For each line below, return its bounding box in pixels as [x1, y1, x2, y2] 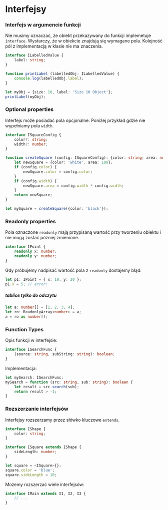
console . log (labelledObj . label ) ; [14, 76, 84, 81]
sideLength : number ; [14, 450, 57, 455]
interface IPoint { [5, 244, 46, 249]
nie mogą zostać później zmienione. [5, 235, 79, 241]
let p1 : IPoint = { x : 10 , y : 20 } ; [5, 277, 81, 282]
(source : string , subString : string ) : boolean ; [14, 352, 115, 357]
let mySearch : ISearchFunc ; [5, 375, 64, 380]
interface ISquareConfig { [5, 132, 61, 137]
